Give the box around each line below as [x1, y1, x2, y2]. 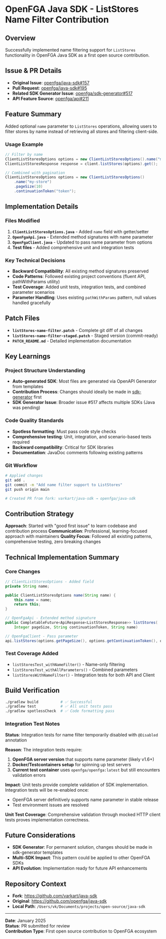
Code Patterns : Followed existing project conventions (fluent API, [12, 273, 146, 279]
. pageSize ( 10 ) [14, 184, 43, 189]
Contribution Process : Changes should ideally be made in [12, 389, 131, 395]
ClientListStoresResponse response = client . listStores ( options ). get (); [5, 161, 158, 166]
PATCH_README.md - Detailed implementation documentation [12, 337, 132, 343]
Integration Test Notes [5, 721, 60, 728]
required [12, 439, 30, 445]
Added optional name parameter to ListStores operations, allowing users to [5, 123, 157, 129]
